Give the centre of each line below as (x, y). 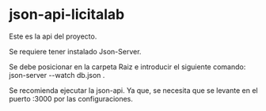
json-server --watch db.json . (57, 75)
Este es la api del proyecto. (53, 36)
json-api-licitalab (67, 15)
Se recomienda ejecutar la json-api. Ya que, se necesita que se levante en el (133, 90)
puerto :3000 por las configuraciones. (71, 98)
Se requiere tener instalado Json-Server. (75, 51)
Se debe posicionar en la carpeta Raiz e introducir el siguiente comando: (127, 67)
